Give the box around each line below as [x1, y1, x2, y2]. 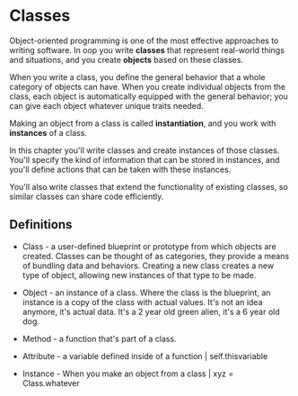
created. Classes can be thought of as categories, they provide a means [22, 250, 290, 261]
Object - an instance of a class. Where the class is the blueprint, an [22, 287, 271, 298]
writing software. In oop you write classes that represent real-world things [9, 44, 285, 55]
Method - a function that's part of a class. [22, 333, 177, 344]
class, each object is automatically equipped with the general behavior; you [9, 91, 289, 102]
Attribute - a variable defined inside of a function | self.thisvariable [22, 350, 268, 361]
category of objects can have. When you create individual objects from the [9, 81, 285, 92]
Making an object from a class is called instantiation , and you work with [9, 118, 276, 129]
